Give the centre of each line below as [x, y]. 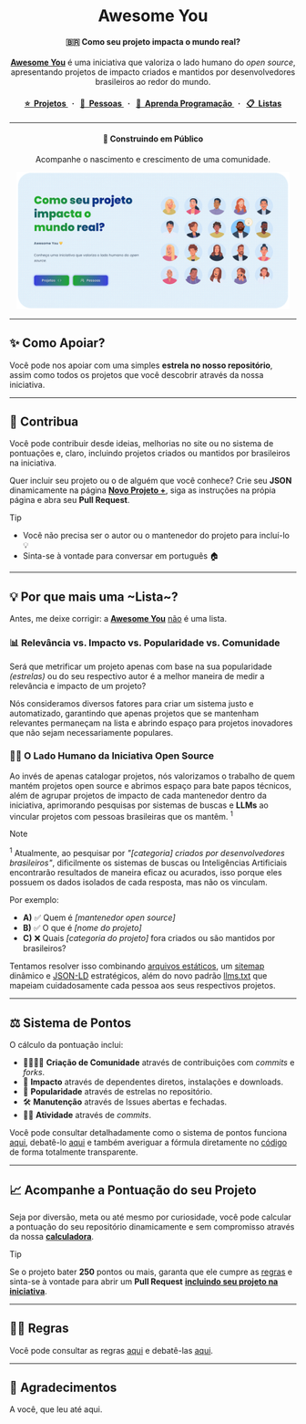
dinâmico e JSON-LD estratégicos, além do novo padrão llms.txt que [138, 976]
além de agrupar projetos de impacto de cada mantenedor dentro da [138, 795]
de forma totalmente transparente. [74, 1152]
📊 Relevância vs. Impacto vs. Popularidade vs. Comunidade [145, 643]
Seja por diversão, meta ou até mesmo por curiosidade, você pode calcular [150, 1217]
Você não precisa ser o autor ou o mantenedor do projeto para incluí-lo [156, 536]
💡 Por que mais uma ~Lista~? [94, 597]
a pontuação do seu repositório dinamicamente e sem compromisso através [152, 1226]
